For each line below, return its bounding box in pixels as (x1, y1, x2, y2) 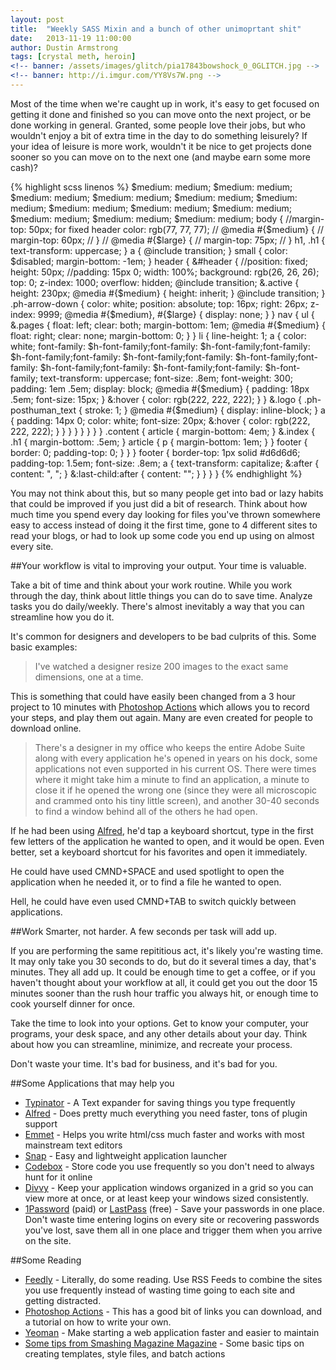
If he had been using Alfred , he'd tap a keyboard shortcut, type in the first (10, 824, 314, 836)
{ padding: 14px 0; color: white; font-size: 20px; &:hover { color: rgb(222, (10, 414, 311, 426)
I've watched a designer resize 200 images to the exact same (34, 660, 289, 672)
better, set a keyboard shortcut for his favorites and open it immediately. (10, 846, 308, 858)
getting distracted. (24, 1294, 102, 1306)
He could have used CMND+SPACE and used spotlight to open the (10, 865, 285, 877)
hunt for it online (24, 1171, 93, 1183)
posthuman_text (10, 404, 77, 416)
